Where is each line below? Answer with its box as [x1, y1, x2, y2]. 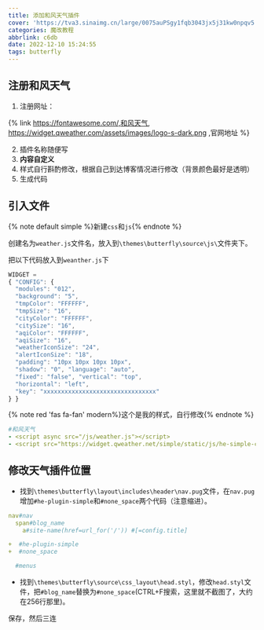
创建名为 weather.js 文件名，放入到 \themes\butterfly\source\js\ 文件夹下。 [8, 238, 253, 247]
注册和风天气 [8, 79, 71, 93]
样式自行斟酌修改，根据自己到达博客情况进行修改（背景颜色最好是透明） [19, 164, 254, 174]
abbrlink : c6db [8, 33, 58, 42]
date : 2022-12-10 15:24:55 [8, 41, 97, 49]
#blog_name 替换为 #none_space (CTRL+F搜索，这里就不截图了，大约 [40, 587, 253, 597]
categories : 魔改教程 [8, 26, 75, 34]
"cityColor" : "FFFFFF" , [15, 314, 93, 322]
